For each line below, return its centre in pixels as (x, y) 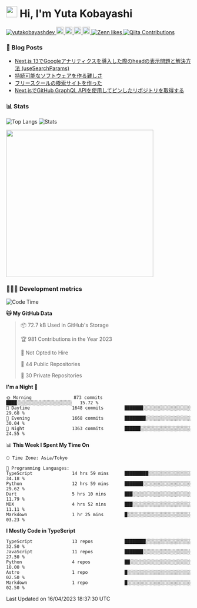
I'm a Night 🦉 (22, 387)
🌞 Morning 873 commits (54, 397)
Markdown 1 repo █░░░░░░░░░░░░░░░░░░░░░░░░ (98, 583)
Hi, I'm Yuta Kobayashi (76, 14)
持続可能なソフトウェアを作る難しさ (59, 76)
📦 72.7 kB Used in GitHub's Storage (64, 325)
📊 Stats (18, 107)
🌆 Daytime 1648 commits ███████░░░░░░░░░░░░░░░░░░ (98, 408)
